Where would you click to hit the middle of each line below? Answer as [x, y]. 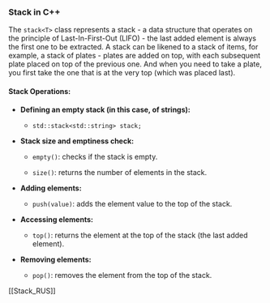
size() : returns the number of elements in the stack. [120, 172]
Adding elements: [51, 188]
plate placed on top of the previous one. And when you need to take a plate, [135, 64]
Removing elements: [56, 259]
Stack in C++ [34, 12]
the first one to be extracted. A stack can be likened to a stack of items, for [133, 47]
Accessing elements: [56, 219]
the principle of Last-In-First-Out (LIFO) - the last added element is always [133, 38]
